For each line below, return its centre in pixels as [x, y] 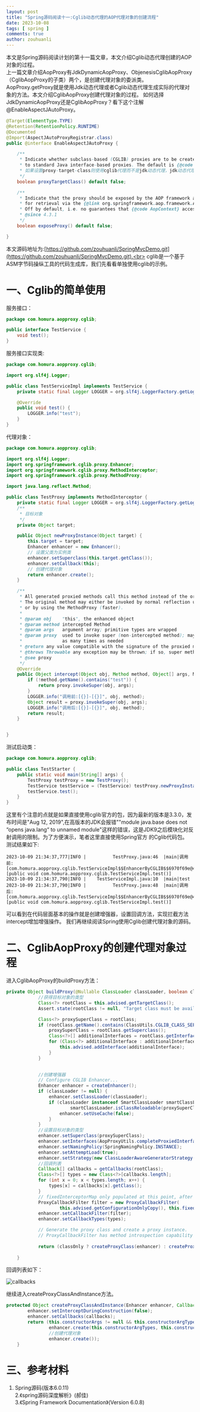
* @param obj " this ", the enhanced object [77, 619]
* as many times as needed [71, 641]
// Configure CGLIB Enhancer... [78, 1080]
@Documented [21, 132]
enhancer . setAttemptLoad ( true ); [78, 1152]
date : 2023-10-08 [28, 23]
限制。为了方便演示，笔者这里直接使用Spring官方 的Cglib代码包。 [107, 837]
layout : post [22, 12]
